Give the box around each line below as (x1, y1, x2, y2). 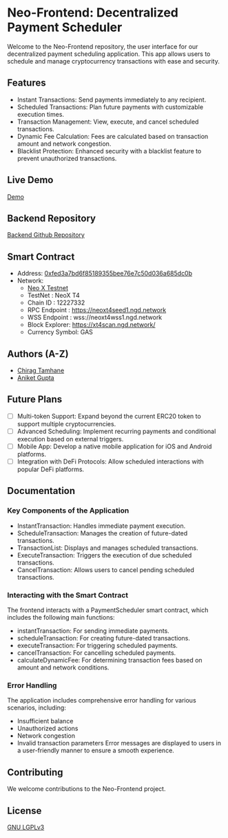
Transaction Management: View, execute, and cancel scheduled (17, 117, 199, 126)
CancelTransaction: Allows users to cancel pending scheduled (17, 565, 195, 574)
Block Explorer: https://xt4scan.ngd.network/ (27, 321, 156, 329)
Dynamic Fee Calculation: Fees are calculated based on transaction (17, 132, 209, 140)
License (7, 805, 42, 817)
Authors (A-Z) (7, 347, 69, 360)
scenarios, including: (7, 703, 67, 712)
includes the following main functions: (7, 613, 115, 622)
